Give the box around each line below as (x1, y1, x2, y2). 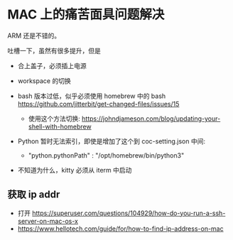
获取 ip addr (7, 189, 60, 201)
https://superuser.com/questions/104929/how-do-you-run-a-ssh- (31, 209, 226, 217)
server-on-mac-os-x (17, 217, 78, 225)
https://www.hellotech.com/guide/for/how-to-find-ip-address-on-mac (17, 224, 224, 233)
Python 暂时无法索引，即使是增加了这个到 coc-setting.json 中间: (17, 136, 206, 146)
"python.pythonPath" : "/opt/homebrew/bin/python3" (28, 151, 185, 160)
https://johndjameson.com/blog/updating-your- (81, 114, 221, 123)
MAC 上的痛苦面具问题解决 (7, 6, 165, 23)
